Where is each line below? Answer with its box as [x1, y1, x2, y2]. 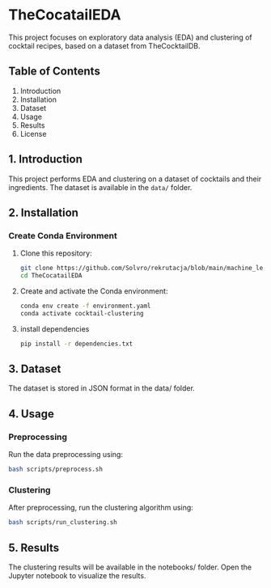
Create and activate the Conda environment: [19, 286, 168, 296]
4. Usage [8, 407, 54, 421]
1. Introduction [8, 152, 83, 167]
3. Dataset [8, 362, 61, 376]
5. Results [8, 540, 60, 555]
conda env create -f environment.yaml [19, 302, 151, 310]
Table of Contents [8, 65, 101, 78]
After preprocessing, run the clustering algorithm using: [8, 503, 194, 513]
